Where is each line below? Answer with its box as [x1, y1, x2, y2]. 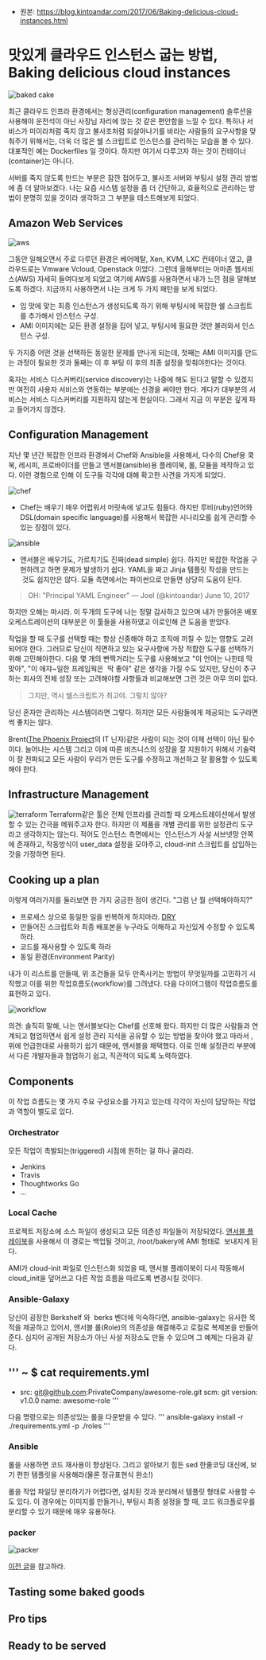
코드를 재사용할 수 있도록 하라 [19, 942, 111, 951]
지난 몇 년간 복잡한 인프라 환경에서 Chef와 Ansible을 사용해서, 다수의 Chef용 [8, 450, 246, 459]
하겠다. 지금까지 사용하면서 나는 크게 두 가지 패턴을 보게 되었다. [22, 283, 218, 293]
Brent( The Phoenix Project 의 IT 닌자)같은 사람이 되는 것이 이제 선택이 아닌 [8, 734, 241, 744]
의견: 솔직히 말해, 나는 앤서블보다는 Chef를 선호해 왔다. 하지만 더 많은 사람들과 [8, 1021, 250, 1031]
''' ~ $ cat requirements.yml [8, 1366, 149, 1380]
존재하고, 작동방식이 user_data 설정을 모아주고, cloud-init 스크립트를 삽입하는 [16, 839, 258, 850]
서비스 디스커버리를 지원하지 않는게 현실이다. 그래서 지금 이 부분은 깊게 [29, 394, 248, 404]
